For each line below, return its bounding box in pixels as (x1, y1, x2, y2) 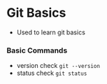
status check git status (16, 69, 87, 78)
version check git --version (16, 62, 101, 70)
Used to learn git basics (16, 28, 85, 36)
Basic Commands (6, 45, 68, 55)
